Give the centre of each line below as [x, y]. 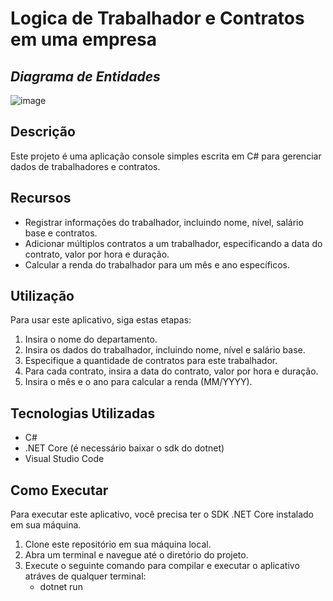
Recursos [41, 198]
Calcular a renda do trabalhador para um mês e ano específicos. [157, 264]
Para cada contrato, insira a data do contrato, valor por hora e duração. [171, 371]
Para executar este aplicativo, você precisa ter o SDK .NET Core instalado [162, 514]
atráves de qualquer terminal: [85, 576]
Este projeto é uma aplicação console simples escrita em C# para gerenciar [166, 156]
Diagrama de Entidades [85, 76]
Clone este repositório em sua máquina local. [118, 544]
